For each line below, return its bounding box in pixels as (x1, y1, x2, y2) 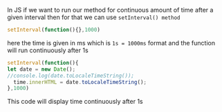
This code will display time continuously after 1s (7, 98, 143, 106)
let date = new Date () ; (7, 65, 76, 73)
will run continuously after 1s (7, 46, 89, 54)
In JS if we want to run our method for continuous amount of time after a (7, 6, 214, 14)
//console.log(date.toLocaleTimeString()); (7, 72, 135, 79)
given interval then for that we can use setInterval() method (7, 13, 181, 21)
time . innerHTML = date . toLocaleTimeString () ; (13, 78, 147, 85)
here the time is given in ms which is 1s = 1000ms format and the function (7, 38, 216, 47)
